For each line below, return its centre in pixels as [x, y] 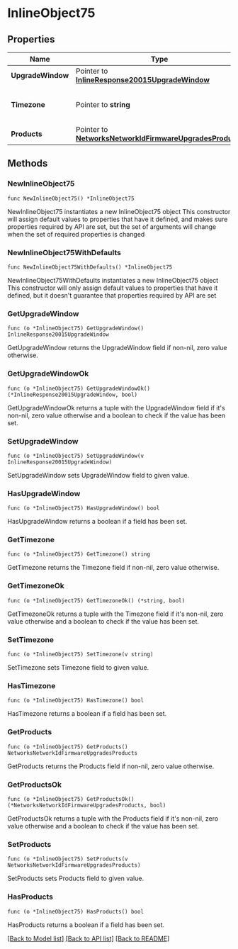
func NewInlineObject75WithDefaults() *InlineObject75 [90, 267]
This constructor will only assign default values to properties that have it [113, 288]
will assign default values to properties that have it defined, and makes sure [118, 219]
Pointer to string [103, 105]
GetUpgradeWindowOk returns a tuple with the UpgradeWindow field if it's [116, 408]
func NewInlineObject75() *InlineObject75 [71, 198]
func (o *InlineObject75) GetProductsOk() [71, 799]
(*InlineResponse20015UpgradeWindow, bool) [73, 395]
